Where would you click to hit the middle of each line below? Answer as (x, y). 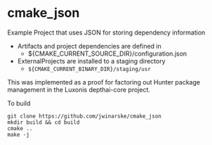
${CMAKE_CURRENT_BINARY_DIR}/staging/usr (89, 69)
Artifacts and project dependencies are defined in (89, 46)
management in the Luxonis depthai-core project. (79, 89)
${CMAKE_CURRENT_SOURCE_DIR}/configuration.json (107, 53)
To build (19, 103)
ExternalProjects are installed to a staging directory (92, 61)
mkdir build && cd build (44, 122)
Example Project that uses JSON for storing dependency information (106, 32)
